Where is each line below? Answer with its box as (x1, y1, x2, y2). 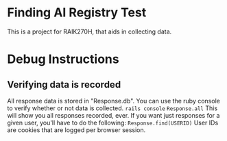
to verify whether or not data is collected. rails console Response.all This (7, 104, 218, 112)
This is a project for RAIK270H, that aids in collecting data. (7, 27, 172, 36)
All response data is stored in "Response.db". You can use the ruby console (7, 97, 221, 105)
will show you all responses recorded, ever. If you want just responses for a (7, 111, 220, 119)
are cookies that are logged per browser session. (7, 125, 146, 134)
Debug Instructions (7, 51, 119, 67)
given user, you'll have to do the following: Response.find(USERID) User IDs (7, 118, 219, 127)
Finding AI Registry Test (7, 5, 147, 21)
